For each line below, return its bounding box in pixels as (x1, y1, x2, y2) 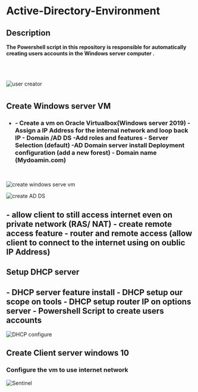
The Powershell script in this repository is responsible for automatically (6, 43, 187, 50)
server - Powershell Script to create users (6, 306, 165, 316)
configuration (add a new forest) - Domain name (14, 148, 157, 157)
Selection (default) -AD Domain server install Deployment (14, 141, 185, 150)
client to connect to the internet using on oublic (6, 238, 186, 248)
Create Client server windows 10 (6, 348, 130, 358)
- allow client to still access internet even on (6, 210, 173, 220)
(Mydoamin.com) (14, 156, 67, 165)
